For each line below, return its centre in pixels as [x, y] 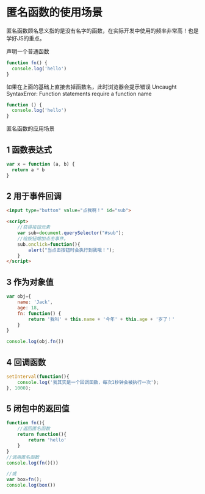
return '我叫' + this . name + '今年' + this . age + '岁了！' [102, 319]
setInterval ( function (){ [38, 377]
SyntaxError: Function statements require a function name [79, 94]
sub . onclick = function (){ [49, 244]
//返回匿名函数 [34, 429]
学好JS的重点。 [26, 38]
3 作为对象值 [30, 282]
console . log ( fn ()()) [33, 463]
